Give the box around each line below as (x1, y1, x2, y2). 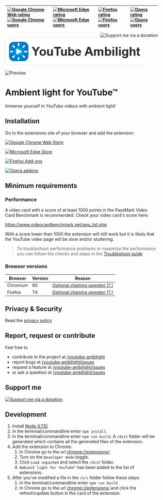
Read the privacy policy (5, 317, 52, 323)
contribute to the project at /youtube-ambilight (12, 354, 105, 360)
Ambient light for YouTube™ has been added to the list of (19, 465, 134, 470)
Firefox (7, 289, 21, 295)
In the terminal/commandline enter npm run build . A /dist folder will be (12, 433, 155, 439)
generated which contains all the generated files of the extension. (12, 439, 144, 445)
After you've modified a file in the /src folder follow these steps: (12, 475, 141, 481)
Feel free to (5, 344, 28, 350)
